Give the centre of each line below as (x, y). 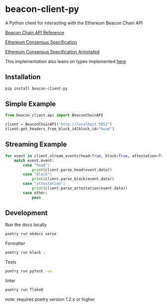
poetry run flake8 (24, 290)
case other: (36, 193)
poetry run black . (25, 253)
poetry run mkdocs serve (31, 234)
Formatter (15, 243)
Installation (23, 77)
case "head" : (37, 165)
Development (27, 213)
